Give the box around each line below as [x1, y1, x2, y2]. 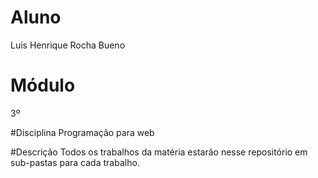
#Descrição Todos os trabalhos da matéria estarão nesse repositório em [10, 146, 308, 158]
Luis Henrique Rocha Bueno [10, 39, 126, 51]
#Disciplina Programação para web [10, 126, 155, 138]
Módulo [10, 74, 76, 97]
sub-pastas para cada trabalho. [10, 156, 140, 168]
